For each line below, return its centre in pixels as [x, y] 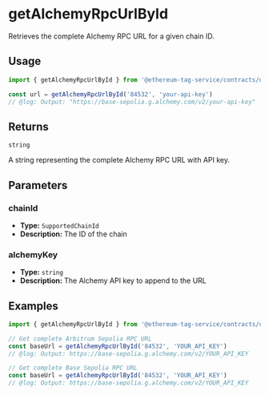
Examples [33, 306]
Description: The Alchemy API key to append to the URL [113, 280]
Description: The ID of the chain [74, 234]
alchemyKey [33, 255]
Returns [29, 126]
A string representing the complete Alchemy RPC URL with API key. [119, 160]
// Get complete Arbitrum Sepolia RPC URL [80, 339]
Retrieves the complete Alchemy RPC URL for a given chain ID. [111, 36]
